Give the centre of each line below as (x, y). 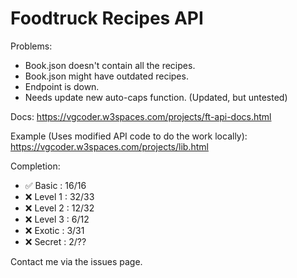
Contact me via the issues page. (76, 261)
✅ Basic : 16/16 (55, 185)
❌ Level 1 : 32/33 (59, 196)
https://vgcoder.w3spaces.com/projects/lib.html (109, 146)
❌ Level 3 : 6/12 (57, 219)
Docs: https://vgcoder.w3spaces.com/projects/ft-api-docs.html (141, 116)
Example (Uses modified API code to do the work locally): (129, 136)
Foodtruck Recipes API (107, 18)
